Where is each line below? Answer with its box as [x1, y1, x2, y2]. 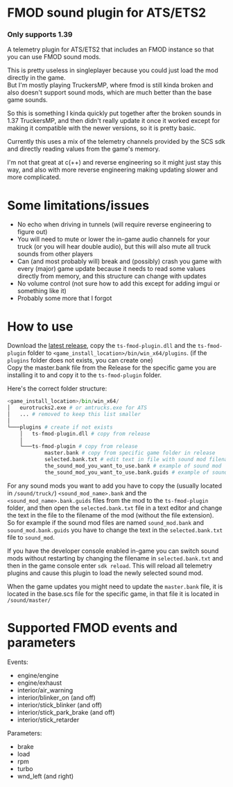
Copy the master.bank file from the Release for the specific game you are [7, 363, 216, 372]
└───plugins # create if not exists [7, 424, 113, 431]
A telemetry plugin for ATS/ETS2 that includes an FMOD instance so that [7, 45, 214, 53]
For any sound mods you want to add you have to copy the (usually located [7, 481, 223, 490]
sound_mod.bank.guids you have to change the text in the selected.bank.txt [7, 526, 223, 534]
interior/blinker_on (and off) [17, 693, 96, 702]
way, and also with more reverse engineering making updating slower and [7, 165, 218, 174]
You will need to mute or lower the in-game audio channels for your [17, 235, 210, 244]
